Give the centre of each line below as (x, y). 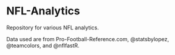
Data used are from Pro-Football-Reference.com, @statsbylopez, (88, 39)
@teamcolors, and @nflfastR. (43, 45)
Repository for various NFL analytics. (53, 27)
